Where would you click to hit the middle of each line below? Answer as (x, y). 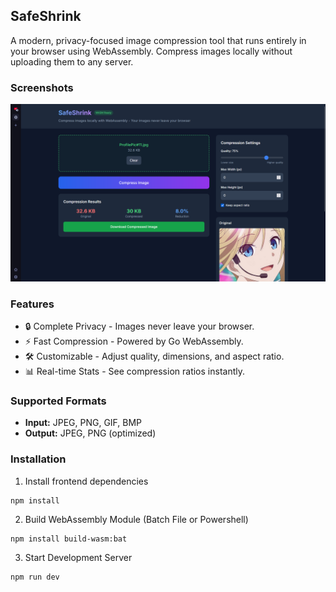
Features (32, 304)
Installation (38, 459)
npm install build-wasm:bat (69, 539)
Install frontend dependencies (86, 481)
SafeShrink (46, 16)
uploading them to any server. (72, 61)
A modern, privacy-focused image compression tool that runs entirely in (158, 40)
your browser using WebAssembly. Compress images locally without (151, 51)
